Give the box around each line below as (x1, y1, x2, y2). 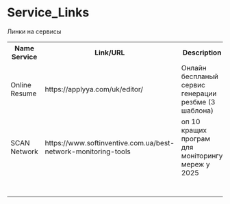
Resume (10, 89, 37, 98)
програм (181, 134, 211, 143)
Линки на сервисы (7, 27, 62, 35)
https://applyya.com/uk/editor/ (44, 84, 144, 93)
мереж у (181, 159, 210, 169)
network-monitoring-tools (44, 147, 131, 156)
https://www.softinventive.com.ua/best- (44, 138, 175, 147)
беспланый (181, 72, 219, 81)
